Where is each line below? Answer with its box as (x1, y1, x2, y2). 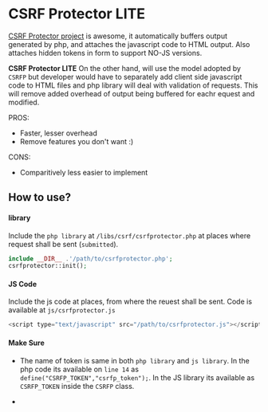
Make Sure (8, 338, 45, 347)
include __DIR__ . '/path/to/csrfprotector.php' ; (8, 254, 173, 263)
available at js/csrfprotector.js (8, 305, 116, 315)
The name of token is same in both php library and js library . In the (19, 355, 250, 365)
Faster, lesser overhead (19, 128, 98, 138)
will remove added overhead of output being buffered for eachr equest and (8, 88, 255, 98)
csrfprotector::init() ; (8, 262, 88, 270)
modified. (8, 97, 40, 107)
